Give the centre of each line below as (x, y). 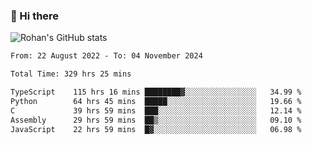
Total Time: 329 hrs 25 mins (71, 74)
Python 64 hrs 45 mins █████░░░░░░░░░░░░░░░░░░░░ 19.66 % (156, 101)
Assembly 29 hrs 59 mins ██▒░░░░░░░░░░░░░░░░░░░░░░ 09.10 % (156, 120)
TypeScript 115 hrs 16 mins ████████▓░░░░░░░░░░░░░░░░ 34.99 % (156, 92)
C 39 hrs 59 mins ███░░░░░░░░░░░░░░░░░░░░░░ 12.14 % (156, 110)
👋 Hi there (35, 16)
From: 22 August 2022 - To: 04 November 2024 (106, 56)
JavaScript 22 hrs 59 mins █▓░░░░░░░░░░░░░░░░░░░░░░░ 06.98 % (156, 129)
